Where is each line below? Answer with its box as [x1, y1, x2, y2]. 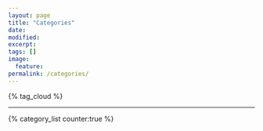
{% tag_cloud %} [8, 91, 63, 100]
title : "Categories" [8, 19, 76, 27]
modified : [8, 33, 41, 42]
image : [8, 56, 30, 64]
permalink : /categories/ [8, 70, 89, 78]
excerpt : [8, 41, 37, 49]
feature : [15, 63, 44, 71]
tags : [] [8, 48, 37, 56]
